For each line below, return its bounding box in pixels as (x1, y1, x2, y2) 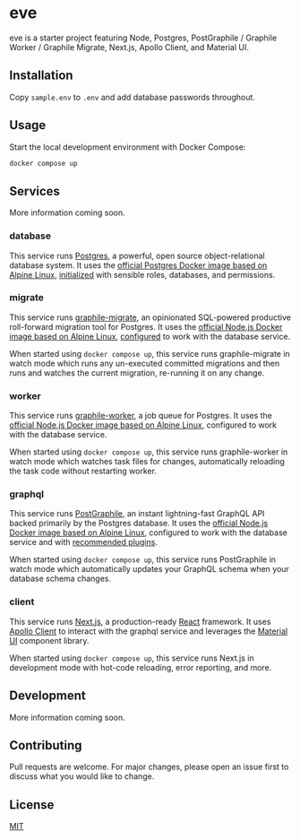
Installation (9, 68, 73, 83)
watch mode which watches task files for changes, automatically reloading (9, 456, 285, 467)
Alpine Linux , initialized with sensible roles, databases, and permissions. (9, 269, 276, 280)
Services (9, 183, 61, 199)
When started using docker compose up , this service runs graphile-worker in (9, 446, 288, 457)
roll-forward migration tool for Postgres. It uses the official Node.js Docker (9, 321, 283, 332)
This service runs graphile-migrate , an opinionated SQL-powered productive (9, 312, 291, 323)
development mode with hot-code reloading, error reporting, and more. (9, 662, 272, 672)
